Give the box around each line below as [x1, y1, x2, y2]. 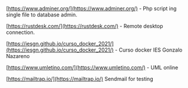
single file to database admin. [6, 11, 78, 18]
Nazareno [6, 53, 30, 59]
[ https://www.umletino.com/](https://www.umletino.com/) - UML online [6, 64, 179, 71]
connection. [6, 29, 35, 36]
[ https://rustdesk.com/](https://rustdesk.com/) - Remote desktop [6, 23, 163, 29]
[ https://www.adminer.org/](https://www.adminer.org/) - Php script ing [6, 5, 177, 12]
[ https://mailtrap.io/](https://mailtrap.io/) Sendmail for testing [6, 76, 153, 82]
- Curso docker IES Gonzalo [115, 46, 183, 53]
